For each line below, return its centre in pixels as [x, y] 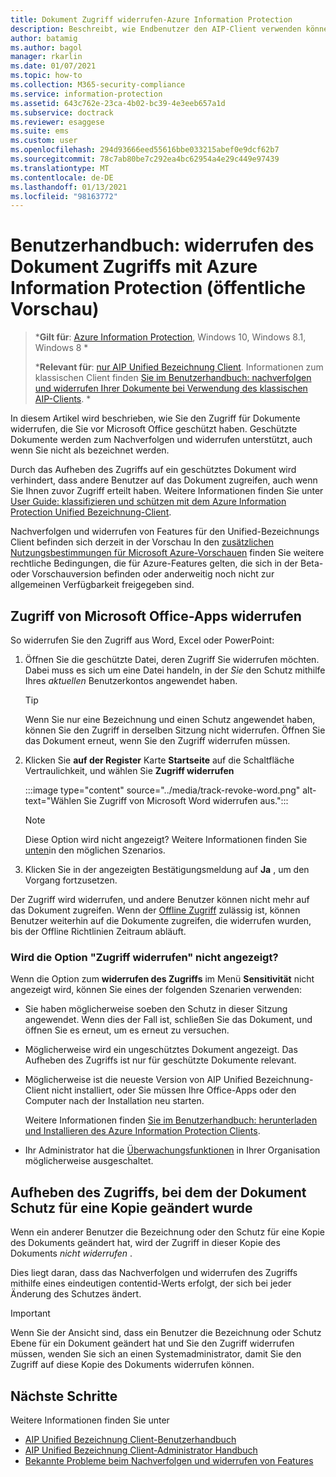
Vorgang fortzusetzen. [71, 880]
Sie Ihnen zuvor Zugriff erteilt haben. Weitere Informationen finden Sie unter [167, 491]
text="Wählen [53, 800]
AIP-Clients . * [63, 399]
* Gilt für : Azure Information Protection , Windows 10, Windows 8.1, [170, 337]
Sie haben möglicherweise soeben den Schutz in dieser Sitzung [156, 1009]
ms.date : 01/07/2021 [53, 66]
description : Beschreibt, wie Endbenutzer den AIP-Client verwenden [156, 29]
